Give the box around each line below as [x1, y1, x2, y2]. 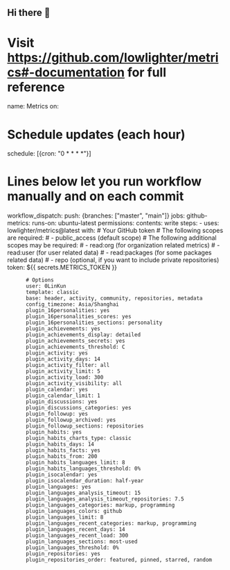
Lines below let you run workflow [7, 174, 202, 190]
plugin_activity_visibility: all [25, 380, 123, 387]
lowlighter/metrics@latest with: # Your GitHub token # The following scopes [7, 227, 224, 235]
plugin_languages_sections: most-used [25, 538, 138, 546]
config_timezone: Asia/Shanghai [25, 301, 119, 308]
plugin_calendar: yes [25, 386, 89, 393]
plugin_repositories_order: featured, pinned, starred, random [25, 557, 213, 564]
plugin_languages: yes [25, 484, 91, 491]
